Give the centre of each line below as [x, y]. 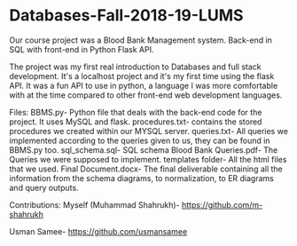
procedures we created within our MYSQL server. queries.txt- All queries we [148, 131]
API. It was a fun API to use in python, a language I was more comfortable [144, 85]
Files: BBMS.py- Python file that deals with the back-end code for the [136, 112]
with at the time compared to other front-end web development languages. [146, 95]
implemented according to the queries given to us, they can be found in [140, 140]
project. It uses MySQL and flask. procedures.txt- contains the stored [136, 122]
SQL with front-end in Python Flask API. [82, 49]
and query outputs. [44, 187]
